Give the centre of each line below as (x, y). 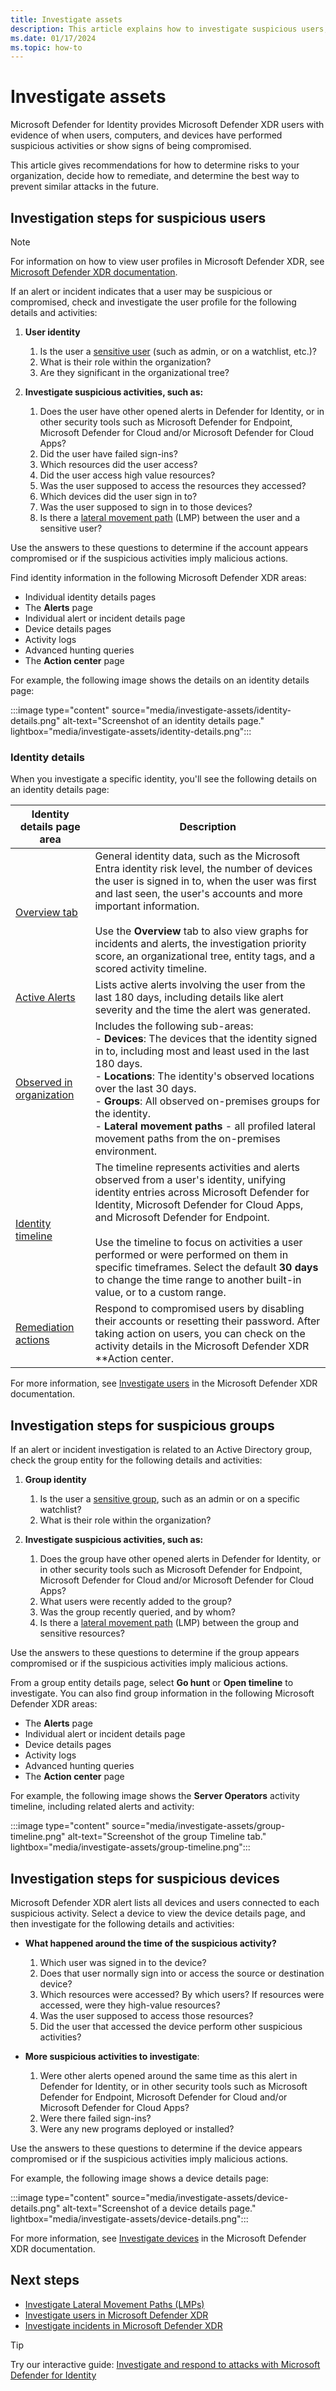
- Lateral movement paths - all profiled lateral (205, 1126)
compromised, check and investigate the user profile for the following (153, 302)
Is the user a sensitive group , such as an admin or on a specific (170, 1499)
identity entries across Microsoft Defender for (202, 1193)
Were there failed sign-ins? (95, 2118)
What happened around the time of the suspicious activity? (150, 1943)
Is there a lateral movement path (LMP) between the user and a (170, 517)
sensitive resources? (82, 1633)
